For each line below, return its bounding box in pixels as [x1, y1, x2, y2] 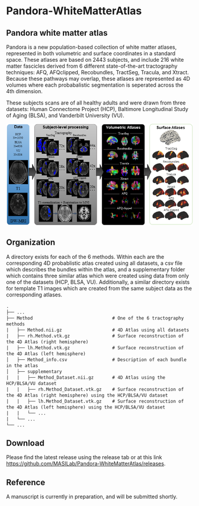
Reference [6, 477, 46, 488]
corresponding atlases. [6, 291, 63, 298]
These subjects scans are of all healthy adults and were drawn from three [6, 99, 186, 106]
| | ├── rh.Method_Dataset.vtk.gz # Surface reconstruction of [6, 386, 184, 393]
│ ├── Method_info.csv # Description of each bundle [6, 356, 187, 363]
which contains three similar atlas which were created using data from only [6, 272, 190, 279]
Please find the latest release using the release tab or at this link [6, 454, 162, 461]
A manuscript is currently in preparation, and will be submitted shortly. [6, 493, 178, 500]
